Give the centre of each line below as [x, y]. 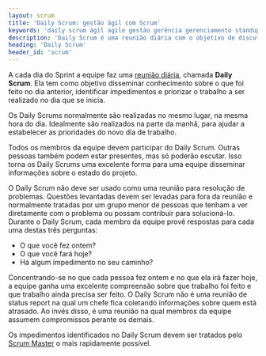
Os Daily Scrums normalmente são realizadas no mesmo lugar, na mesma [128, 115]
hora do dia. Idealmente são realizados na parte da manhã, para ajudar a [127, 124]
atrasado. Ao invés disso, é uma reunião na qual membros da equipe [120, 311]
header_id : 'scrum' [40, 52]
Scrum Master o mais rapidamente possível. [80, 343]
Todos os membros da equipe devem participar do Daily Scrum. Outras [124, 148]
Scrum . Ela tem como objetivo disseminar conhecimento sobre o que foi [126, 83]
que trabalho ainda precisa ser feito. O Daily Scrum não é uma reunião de [128, 294]
